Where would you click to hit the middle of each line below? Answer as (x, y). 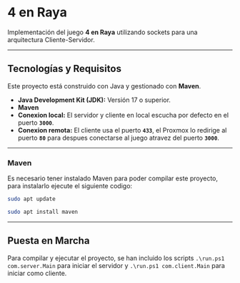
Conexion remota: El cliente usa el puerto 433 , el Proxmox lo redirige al (122, 130)
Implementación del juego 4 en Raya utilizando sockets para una (102, 32)
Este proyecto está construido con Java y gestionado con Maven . (104, 86)
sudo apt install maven (43, 212)
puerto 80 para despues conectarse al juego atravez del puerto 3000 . (119, 138)
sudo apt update (31, 199)
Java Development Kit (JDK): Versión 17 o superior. (94, 100)
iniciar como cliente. (37, 273)
